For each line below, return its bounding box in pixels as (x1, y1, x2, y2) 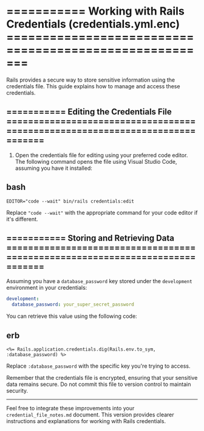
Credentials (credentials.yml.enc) (6, 17, 180, 31)
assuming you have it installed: (15, 164, 93, 172)
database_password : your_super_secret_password (12, 301, 135, 308)
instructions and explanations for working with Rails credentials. (6, 417, 166, 424)
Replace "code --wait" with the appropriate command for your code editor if (6, 209, 198, 216)
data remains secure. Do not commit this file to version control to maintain (6, 380, 191, 388)
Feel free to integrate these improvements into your (6, 404, 135, 412)
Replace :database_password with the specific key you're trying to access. (6, 362, 191, 370)
